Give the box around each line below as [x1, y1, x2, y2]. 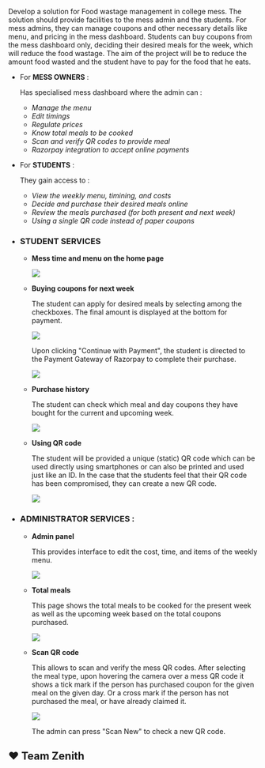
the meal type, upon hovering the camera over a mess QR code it [31, 671, 244, 680]
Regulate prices [31, 120, 83, 129]
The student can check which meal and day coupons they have [31, 400, 239, 409]
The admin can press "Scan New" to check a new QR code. [31, 726, 226, 736]
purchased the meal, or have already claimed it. [31, 696, 187, 706]
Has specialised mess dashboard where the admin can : [19, 88, 203, 97]
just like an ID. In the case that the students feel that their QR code [31, 470, 248, 480]
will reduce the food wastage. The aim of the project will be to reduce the [8, 49, 248, 58]
